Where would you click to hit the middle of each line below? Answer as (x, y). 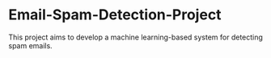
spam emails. (30, 45)
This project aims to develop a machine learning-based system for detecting (135, 37)
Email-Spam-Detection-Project (115, 15)
